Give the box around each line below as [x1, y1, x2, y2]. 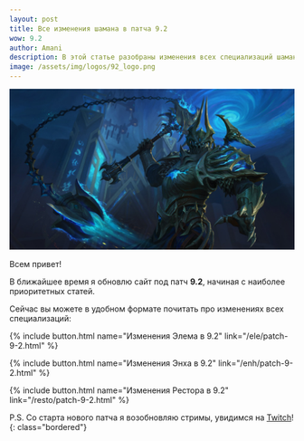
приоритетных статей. [9, 285, 95, 296]
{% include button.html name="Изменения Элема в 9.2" [9, 331, 223, 341]
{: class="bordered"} [9, 421, 88, 432]
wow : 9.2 [9, 34, 43, 43]
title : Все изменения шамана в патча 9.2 [9, 24, 168, 34]
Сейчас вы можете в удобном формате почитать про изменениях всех [9, 303, 284, 314]
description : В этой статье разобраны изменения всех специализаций [9, 53, 273, 62]
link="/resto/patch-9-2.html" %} [9, 394, 129, 405]
